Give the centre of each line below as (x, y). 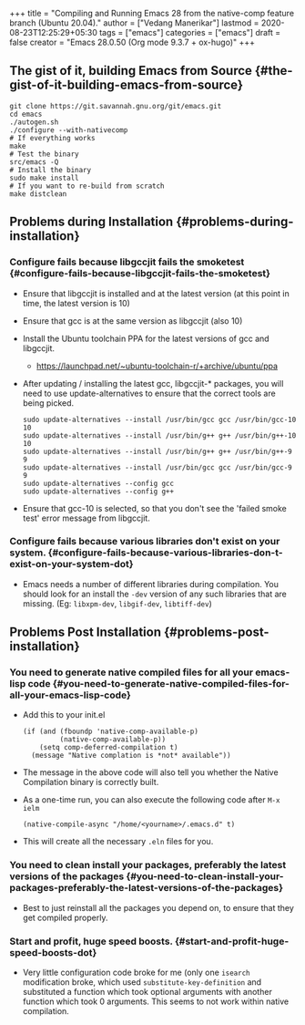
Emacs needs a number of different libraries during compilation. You (151, 584)
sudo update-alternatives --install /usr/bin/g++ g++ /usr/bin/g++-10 (159, 435)
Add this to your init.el (64, 715)
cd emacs (26, 114)
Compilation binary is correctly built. (91, 782)
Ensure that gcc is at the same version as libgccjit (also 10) (132, 321)
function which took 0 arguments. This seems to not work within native (156, 1001)
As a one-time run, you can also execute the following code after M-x (151, 800)
